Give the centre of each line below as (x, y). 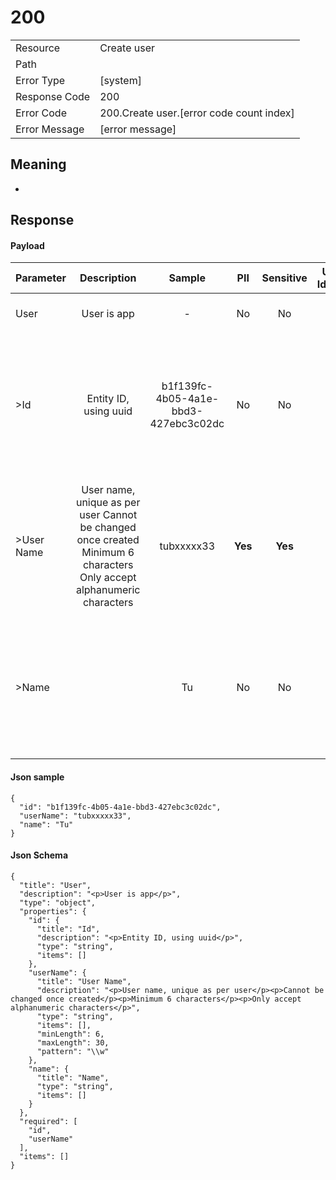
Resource (38, 48)
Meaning (38, 164)
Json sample (37, 777)
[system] (120, 80)
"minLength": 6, (70, 1034)
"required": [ (48, 1121)
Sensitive (284, 278)
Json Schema (39, 855)
